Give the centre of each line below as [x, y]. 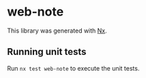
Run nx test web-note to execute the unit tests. [73, 68]
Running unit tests [47, 52]
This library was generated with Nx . [57, 31]
